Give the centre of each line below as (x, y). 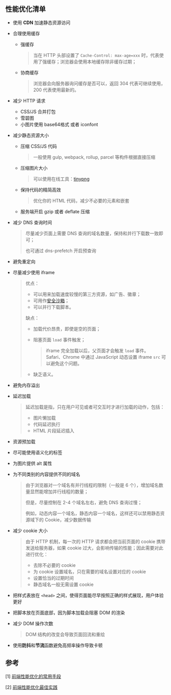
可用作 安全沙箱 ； (51, 300)
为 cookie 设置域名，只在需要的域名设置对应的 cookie (90, 571)
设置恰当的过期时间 (54, 578)
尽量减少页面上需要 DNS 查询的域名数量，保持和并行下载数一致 (92, 233)
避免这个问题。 (66, 363)
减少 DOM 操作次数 (33, 623)
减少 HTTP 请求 (29, 100)
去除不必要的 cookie (54, 565)
